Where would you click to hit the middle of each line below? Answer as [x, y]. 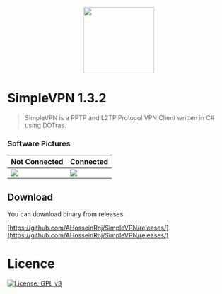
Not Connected [37, 162]
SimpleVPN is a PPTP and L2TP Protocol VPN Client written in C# [119, 117]
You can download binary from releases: [66, 214]
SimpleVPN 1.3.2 [57, 98]
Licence [31, 264]
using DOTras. [45, 125]
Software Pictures [39, 143]
